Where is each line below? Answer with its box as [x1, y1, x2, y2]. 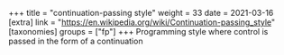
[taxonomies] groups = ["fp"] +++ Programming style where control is [8, 27, 269, 36]
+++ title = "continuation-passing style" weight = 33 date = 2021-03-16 [8, 8, 274, 18]
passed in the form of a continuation [8, 35, 143, 46]
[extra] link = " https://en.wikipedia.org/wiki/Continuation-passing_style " [8, 17, 276, 27]
